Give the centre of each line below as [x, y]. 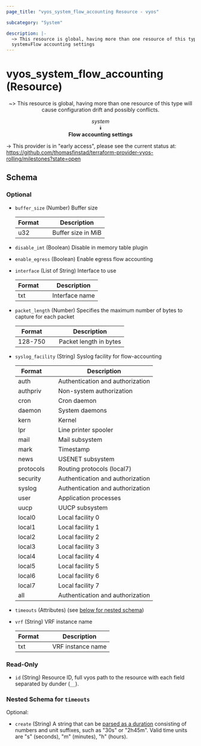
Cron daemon [77, 401]
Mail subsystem [80, 439]
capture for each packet [45, 316]
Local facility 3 [79, 547]
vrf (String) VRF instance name [54, 621]
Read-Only [22, 664]
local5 [27, 566]
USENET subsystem [86, 459]
